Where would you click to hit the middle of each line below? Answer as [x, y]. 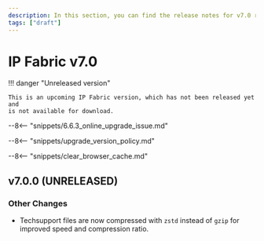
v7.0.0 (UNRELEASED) [63, 181]
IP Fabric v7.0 [53, 62]
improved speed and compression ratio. [84, 229]
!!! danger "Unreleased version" [59, 83]
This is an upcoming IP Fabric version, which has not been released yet [132, 98]
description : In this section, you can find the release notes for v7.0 [130, 15]
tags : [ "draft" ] [35, 23]
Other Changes [38, 203]
